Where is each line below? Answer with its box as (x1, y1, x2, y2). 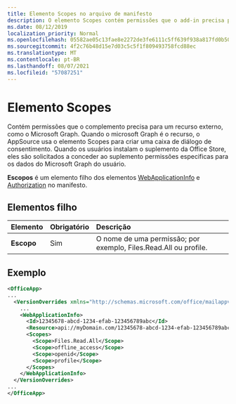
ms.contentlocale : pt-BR (7, 56, 80, 63)
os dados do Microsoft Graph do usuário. (7, 159, 126, 169)
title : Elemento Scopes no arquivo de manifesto (7, 10, 152, 18)
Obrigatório (50, 222, 90, 232)
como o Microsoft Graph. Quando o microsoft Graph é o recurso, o (7, 130, 200, 138)
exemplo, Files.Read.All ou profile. (96, 243, 208, 253)
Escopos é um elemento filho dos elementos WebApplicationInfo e (7, 174, 200, 182)
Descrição (96, 222, 131, 232)
